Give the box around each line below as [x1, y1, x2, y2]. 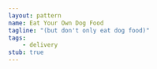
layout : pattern [8, 11, 62, 20]
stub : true [8, 48, 44, 56]
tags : [8, 33, 26, 42]
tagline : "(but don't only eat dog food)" [8, 26, 150, 34]
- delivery [22, 41, 58, 49]
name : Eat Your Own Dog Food [8, 19, 104, 27]
